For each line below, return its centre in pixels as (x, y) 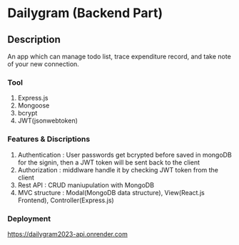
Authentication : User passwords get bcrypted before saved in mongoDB (124, 155)
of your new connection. (44, 64)
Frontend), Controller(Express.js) (66, 200)
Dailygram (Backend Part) (85, 13)
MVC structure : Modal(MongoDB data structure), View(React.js (111, 192)
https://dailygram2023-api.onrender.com (68, 234)
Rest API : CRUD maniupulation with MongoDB (86, 185)
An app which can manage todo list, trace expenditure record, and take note (119, 56)
